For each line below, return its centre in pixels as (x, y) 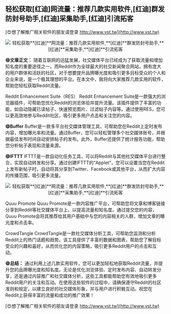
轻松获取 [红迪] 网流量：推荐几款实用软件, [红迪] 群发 (85, 9)
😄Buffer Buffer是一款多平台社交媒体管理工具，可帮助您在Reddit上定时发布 (84, 126)
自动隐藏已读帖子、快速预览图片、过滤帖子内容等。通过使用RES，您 (90, 109)
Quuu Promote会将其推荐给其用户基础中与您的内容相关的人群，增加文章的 (83, 216)
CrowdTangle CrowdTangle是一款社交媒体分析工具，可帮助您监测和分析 (81, 233)
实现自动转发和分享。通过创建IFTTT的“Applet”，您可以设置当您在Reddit (89, 163)
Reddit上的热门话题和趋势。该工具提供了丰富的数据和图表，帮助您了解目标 (83, 240)
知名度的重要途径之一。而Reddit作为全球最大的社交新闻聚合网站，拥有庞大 (83, 66)
